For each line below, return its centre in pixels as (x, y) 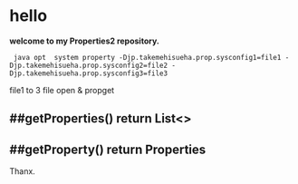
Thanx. (23, 171)
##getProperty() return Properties (108, 149)
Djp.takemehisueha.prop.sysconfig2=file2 (89, 65)
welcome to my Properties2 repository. (85, 41)
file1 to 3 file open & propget (62, 90)
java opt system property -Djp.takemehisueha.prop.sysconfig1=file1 (147, 57)
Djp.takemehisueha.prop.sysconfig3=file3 (89, 73)
